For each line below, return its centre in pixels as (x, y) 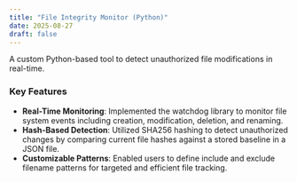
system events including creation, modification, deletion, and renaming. (152, 120)
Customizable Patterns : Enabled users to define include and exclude (148, 158)
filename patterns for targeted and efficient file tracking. (125, 167)
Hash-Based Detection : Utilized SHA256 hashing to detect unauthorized (155, 130)
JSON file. (41, 148)
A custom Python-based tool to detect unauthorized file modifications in (141, 59)
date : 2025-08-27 (41, 26)
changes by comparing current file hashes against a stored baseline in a (154, 139)
